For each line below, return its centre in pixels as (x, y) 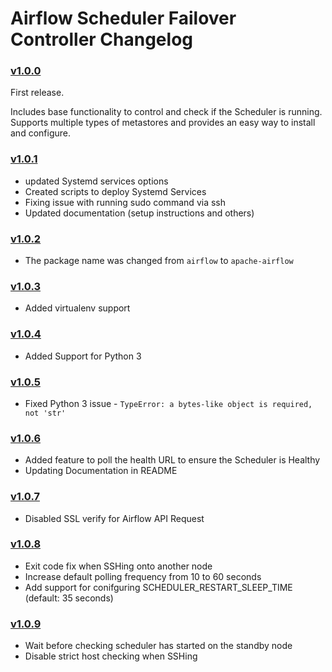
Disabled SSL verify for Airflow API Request (114, 518)
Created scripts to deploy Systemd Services (115, 191)
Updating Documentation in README (101, 471)
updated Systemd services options (96, 181)
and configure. (40, 133)
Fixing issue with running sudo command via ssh (125, 202)
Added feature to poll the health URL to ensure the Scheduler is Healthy (172, 460)
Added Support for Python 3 (83, 356)
